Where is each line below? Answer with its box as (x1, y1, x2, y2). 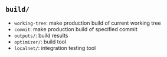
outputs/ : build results (14, 32, 68, 39)
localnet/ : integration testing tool (14, 44, 96, 51)
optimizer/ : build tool (14, 38, 67, 45)
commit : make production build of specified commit (14, 25, 138, 32)
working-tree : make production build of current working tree (14, 19, 162, 26)
